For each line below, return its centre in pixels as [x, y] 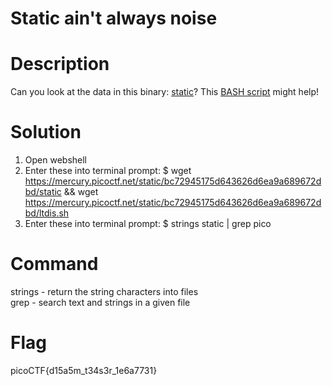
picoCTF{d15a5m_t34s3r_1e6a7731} [84, 370]
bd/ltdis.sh [47, 213]
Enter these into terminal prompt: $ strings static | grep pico [148, 224]
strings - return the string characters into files [104, 291]
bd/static [43, 192]
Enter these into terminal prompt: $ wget [108, 171]
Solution [46, 132]
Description [60, 64]
